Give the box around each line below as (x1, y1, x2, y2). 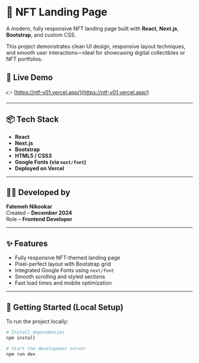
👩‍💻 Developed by (6, 187, 70, 198)
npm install (6, 335, 36, 340)
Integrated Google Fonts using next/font (14, 267, 114, 274)
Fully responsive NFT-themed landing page (14, 254, 120, 262)
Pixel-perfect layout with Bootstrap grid (14, 260, 111, 268)
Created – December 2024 (6, 209, 72, 216)
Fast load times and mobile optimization (14, 279, 113, 286)
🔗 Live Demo (6, 72, 53, 82)
